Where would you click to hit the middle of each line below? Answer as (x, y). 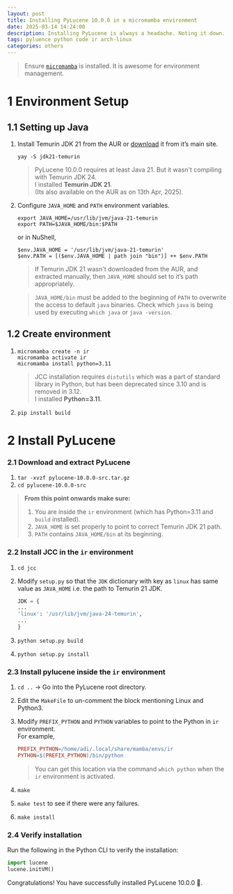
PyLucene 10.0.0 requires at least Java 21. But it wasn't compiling (128, 169)
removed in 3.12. (58, 391)
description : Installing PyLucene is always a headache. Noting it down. (116, 33)
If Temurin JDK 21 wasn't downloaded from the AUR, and (116, 269)
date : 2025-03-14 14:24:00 (46, 26)
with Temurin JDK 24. (66, 177)
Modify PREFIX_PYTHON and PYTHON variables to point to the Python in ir (118, 722)
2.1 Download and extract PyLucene (69, 462)
